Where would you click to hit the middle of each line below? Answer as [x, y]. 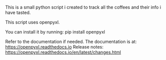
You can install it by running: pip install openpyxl [55, 32]
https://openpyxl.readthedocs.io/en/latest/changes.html [63, 52]
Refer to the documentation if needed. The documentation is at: [71, 41]
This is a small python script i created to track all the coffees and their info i [83, 7]
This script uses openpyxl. [33, 22]
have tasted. [18, 12]
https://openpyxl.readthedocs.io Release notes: [54, 47]
